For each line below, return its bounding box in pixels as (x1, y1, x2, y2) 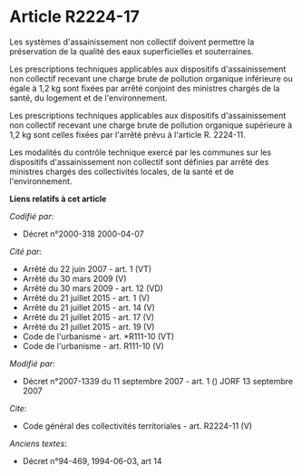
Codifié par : (9, 210, 54, 221)
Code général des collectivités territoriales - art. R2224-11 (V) (22, 420, 252, 431)
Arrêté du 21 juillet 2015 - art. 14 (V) (22, 302, 156, 313)
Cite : (9, 402, 27, 413)
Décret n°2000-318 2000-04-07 (22, 228, 144, 239)
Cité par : (9, 246, 43, 257)
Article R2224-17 (9, 6, 141, 27)
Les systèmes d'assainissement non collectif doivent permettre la (9, 36, 255, 47)
